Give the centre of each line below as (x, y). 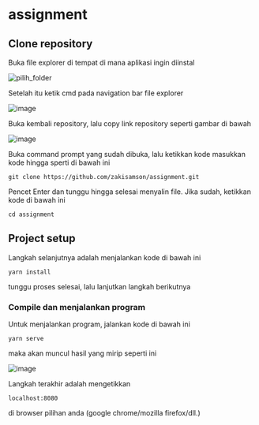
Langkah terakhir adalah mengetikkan (69, 384)
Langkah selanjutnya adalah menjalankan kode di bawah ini (105, 257)
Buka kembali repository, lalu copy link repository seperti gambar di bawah (129, 123)
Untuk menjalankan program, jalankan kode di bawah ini (99, 324)
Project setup (42, 239)
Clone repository (51, 44)
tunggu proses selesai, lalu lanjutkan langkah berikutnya (99, 286)
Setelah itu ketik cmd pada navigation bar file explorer (96, 93)
